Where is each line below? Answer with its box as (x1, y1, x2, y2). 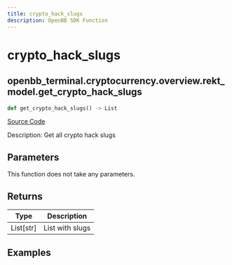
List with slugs (43, 223, 91, 233)
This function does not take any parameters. (7, 170, 135, 179)
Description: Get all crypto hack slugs (7, 131, 116, 139)
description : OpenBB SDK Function (7, 17, 109, 24)
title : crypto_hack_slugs (7, 10, 83, 18)
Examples (7, 247, 51, 259)
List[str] (11, 223, 37, 233)
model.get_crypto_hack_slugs (7, 86, 142, 98)
